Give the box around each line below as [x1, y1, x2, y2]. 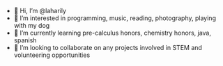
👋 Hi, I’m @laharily [13, 7, 67, 15]
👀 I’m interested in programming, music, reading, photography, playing [13, 14, 216, 22]
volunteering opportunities [13, 51, 91, 59]
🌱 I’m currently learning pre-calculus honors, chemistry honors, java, [13, 28, 211, 37]
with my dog [13, 22, 50, 29]
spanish [13, 36, 37, 44]
